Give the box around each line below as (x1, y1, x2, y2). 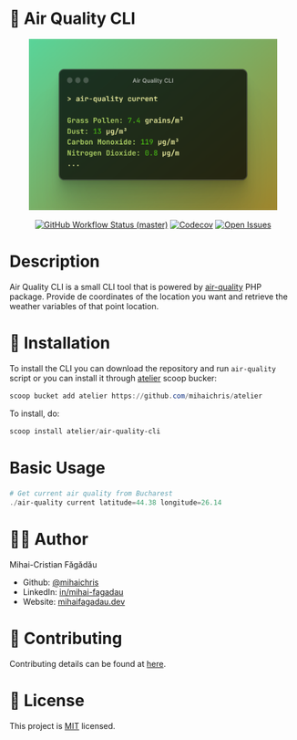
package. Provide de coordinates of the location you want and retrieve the (9, 291, 289, 302)
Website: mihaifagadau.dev (22, 597, 126, 608)
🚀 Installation (9, 333, 111, 354)
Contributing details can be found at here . (9, 659, 167, 670)
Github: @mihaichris (22, 577, 99, 588)
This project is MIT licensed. (9, 721, 116, 732)
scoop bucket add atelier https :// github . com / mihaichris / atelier (9, 391, 262, 401)
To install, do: (9, 408, 60, 419)
